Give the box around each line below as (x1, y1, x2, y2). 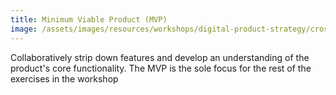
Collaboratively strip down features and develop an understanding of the (10, 51, 310, 63)
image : (10, 24, 38, 34)
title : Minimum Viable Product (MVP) (10, 14, 168, 25)
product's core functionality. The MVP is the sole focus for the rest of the (10, 62, 312, 74)
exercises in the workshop (10, 72, 119, 85)
